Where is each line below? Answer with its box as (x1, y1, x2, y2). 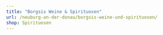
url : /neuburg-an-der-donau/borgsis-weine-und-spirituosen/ (6, 14, 158, 20)
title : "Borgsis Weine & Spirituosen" (6, 8, 102, 15)
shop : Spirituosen (6, 20, 52, 26)
